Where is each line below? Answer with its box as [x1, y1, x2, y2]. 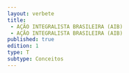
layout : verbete [7, 10, 54, 17]
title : [7, 17, 26, 24]
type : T [7, 49, 30, 56]
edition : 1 [7, 42, 39, 49]
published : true [7, 36, 54, 43]
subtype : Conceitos [7, 56, 64, 63]
